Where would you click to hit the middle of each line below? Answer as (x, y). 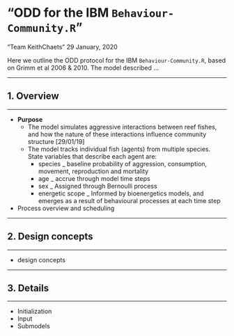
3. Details (28, 288)
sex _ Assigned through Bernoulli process (98, 186)
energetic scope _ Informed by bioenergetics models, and (121, 193)
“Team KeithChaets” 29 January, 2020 (63, 47)
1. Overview (33, 96)
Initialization (34, 312)
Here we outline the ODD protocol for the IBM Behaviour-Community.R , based (117, 60)
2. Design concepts (50, 237)
